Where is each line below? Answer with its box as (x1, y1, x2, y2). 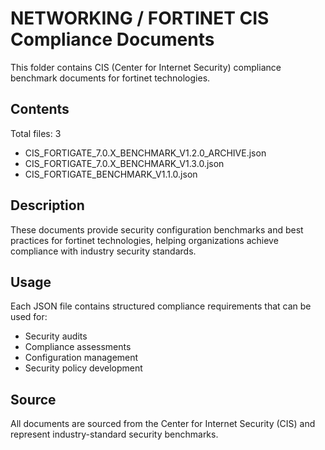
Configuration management (24, 352, 139, 364)
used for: (10, 311, 48, 323)
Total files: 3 (10, 127, 62, 139)
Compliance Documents (10, 28, 215, 51)
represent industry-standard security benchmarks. (10, 428, 219, 441)
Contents (10, 101, 70, 118)
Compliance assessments (24, 341, 132, 353)
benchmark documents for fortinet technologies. (10, 72, 211, 84)
